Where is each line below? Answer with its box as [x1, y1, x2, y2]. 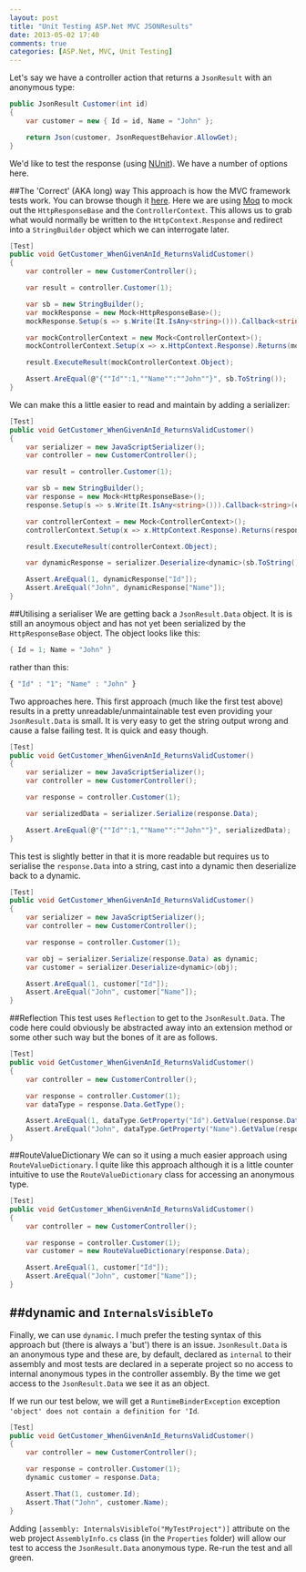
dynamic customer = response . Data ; [25, 1473, 161, 1483]
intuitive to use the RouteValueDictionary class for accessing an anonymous [9, 1169, 295, 1179]
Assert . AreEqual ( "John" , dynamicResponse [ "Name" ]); [25, 584, 226, 593]
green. [9, 1552, 35, 1563]
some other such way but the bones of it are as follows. [9, 1032, 219, 1043]
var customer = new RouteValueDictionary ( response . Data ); [25, 1247, 250, 1256]
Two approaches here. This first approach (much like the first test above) [9, 696, 284, 707]
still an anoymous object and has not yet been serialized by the [9, 618, 246, 628]
